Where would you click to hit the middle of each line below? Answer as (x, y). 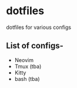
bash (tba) (27, 79)
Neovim (24, 60)
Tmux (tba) (28, 66)
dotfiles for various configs (39, 27)
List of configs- (35, 46)
